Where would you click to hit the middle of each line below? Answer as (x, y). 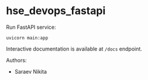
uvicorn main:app (27, 38)
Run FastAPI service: (31, 27)
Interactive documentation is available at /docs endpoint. (74, 49)
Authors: (16, 60)
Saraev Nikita (30, 71)
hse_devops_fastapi (56, 11)
